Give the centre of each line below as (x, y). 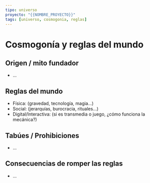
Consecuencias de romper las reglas (64, 163)
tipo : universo (21, 10)
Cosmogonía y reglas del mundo (74, 44)
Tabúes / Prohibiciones (42, 136)
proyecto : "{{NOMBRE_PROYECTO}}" (40, 15)
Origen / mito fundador (42, 63)
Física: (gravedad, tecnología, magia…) (53, 103)
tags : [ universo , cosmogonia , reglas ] (46, 19)
